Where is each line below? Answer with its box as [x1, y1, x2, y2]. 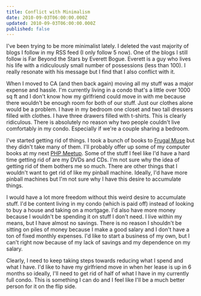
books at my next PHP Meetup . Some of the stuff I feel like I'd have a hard [6, 150, 190, 157]
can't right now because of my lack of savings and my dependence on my [6, 239, 191, 246]
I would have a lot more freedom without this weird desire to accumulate [6, 193, 186, 201]
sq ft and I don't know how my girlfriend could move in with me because [6, 93, 186, 100]
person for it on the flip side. [6, 283, 77, 290]
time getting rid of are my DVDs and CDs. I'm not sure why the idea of [6, 156, 180, 164]
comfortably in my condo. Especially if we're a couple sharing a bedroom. [6, 125, 190, 132]
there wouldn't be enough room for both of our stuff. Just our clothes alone [6, 99, 193, 107]
